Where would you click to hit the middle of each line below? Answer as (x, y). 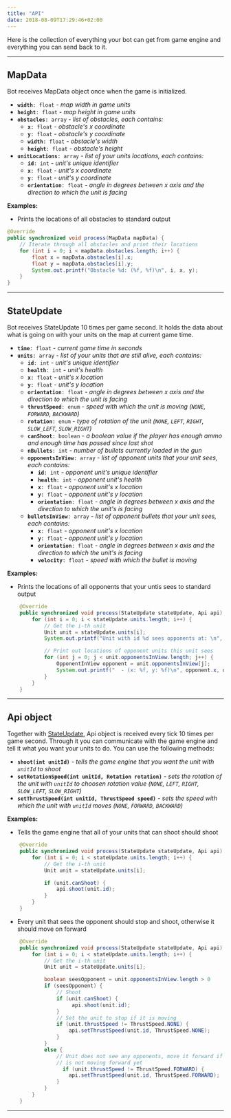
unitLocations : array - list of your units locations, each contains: (110, 156)
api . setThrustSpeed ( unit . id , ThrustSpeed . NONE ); (140, 1031)
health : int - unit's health (65, 370)
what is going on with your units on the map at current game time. (100, 335)
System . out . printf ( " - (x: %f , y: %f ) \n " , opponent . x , (138, 670)
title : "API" (26, 13)
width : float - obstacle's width (73, 141)
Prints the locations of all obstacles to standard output (93, 219)
